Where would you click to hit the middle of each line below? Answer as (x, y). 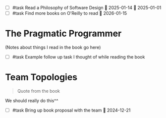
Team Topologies (41, 77)
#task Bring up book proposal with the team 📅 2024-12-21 (71, 110)
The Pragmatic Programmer (63, 33)
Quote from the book (39, 91)
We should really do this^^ (32, 101)
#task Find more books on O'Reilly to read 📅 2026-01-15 (70, 13)
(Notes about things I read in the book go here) (53, 48)
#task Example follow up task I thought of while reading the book (79, 57)
